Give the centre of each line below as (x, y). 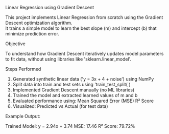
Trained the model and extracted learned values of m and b (75, 95)
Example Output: (23, 116)
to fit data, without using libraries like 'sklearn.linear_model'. (68, 59)
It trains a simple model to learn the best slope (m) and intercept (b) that (81, 28)
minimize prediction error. (32, 34)
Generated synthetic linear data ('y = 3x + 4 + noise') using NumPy (83, 79)
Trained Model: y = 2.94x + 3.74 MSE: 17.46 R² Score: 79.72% (70, 126)
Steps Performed (23, 69)
